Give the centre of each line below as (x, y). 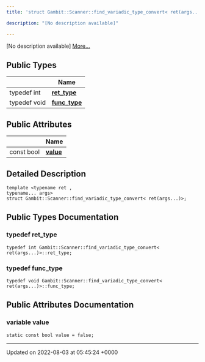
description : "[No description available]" (63, 23)
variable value (28, 322)
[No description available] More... (48, 46)
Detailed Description (46, 174)
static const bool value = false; (50, 335)
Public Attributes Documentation (70, 305)
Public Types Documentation (63, 217)
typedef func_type (34, 268)
